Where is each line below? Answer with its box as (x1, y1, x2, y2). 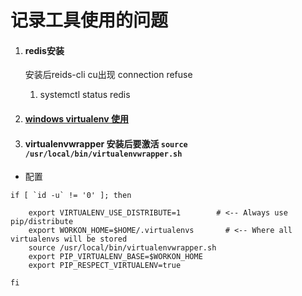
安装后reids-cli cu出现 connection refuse (24, 69, 193, 81)
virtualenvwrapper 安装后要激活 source (24, 137, 188, 150)
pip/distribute (10, 217, 74, 227)
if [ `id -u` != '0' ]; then (10, 191, 132, 201)
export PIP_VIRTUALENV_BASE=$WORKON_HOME (28, 252, 203, 262)
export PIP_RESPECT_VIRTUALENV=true (28, 261, 182, 271)
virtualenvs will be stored (10, 234, 128, 245)
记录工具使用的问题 (10, 9, 169, 32)
